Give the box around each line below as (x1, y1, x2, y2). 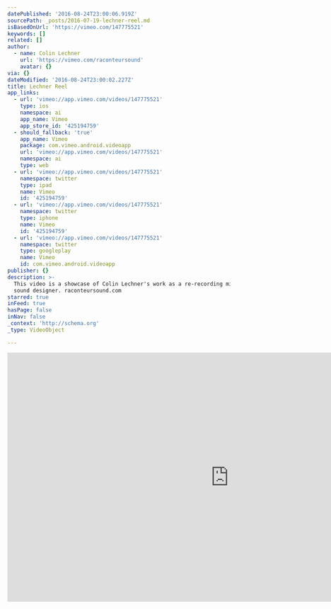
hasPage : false (7, 307, 52, 314)
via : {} (7, 69, 30, 76)
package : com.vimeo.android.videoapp (20, 142, 132, 149)
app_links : (7, 89, 40, 96)
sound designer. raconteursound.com (13, 287, 122, 294)
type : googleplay (20, 247, 71, 255)
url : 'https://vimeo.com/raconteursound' (20, 57, 144, 64)
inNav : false (7, 313, 46, 321)
